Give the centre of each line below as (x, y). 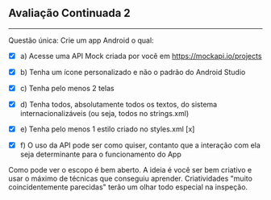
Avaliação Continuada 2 (69, 13)
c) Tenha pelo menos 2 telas (67, 88)
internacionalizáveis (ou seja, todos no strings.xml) (104, 114)
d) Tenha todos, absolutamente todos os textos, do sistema (119, 104)
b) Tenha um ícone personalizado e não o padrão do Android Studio (133, 72)
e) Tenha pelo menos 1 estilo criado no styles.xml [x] (107, 129)
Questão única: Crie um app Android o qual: (81, 40)
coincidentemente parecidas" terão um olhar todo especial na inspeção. (128, 187)
